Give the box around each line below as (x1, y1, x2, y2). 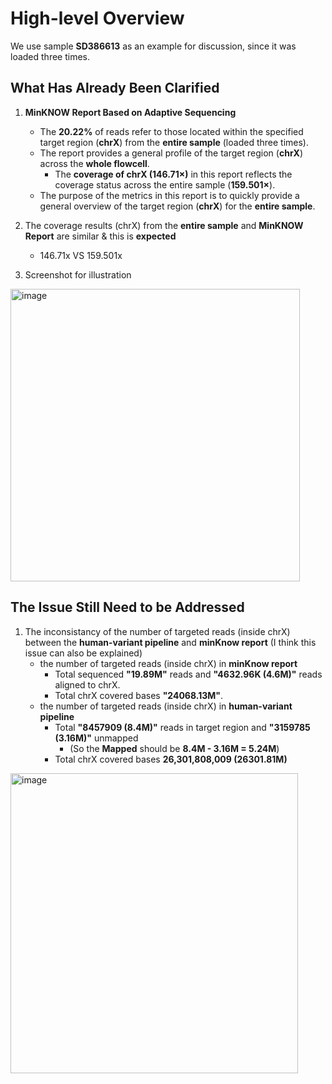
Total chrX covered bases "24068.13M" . (54, 689, 224, 701)
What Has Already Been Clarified (10, 80, 220, 97)
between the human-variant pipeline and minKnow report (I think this (24, 636, 317, 648)
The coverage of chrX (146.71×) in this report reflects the (54, 168, 293, 180)
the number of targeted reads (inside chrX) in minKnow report (39, 657, 298, 669)
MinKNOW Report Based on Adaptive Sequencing (24, 106, 237, 118)
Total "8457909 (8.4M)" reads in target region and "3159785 (54, 721, 311, 733)
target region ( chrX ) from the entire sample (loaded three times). (39, 136, 309, 148)
